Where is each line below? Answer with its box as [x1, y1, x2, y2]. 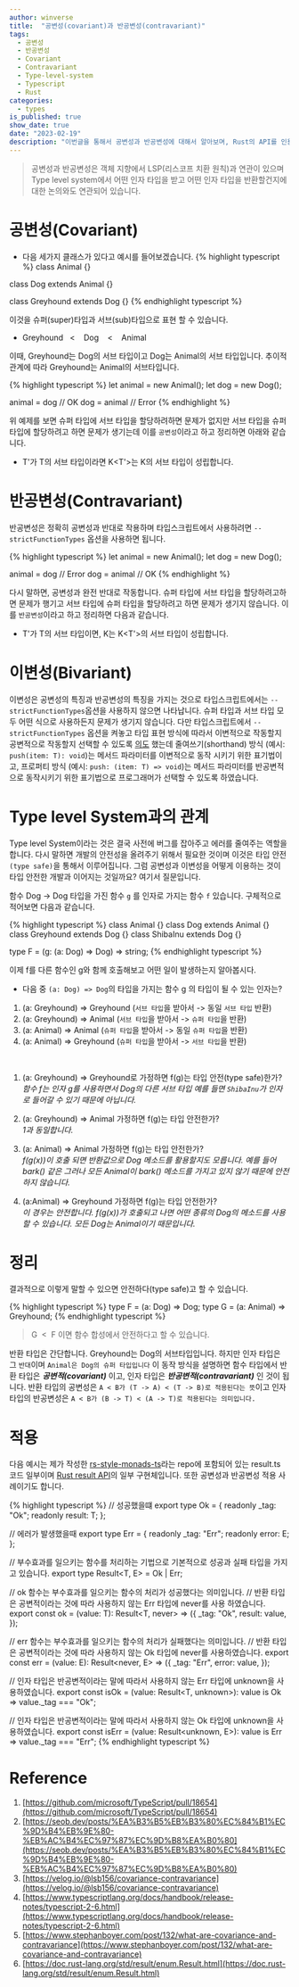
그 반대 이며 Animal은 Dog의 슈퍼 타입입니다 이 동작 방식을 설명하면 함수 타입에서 [9, 1360, 279, 1370]
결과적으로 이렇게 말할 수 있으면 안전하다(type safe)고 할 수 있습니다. [9, 1284, 249, 1295]
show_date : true [9, 121, 69, 130]
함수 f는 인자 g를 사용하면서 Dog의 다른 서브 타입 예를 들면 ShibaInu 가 [21, 1083, 267, 1094]
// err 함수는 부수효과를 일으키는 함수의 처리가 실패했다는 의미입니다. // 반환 [9, 1636, 271, 1647]
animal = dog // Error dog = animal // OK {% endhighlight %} [9, 568, 231, 579]
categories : [9, 95, 53, 105]
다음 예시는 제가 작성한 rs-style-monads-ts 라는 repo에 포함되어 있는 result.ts [9, 1459, 281, 1470]
